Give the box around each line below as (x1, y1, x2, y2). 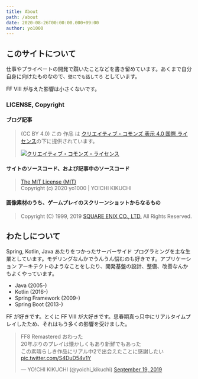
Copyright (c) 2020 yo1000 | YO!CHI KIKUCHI (20, 185, 132, 192)
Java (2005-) (14, 282, 47, 289)
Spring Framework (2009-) (14, 294, 81, 302)
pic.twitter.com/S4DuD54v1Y (20, 355, 92, 362)
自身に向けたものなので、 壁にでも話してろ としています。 (6, 73, 141, 80)
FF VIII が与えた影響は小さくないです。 (6, 85, 100, 92)
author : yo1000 (6, 25, 44, 31)
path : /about (6, 14, 38, 20)
